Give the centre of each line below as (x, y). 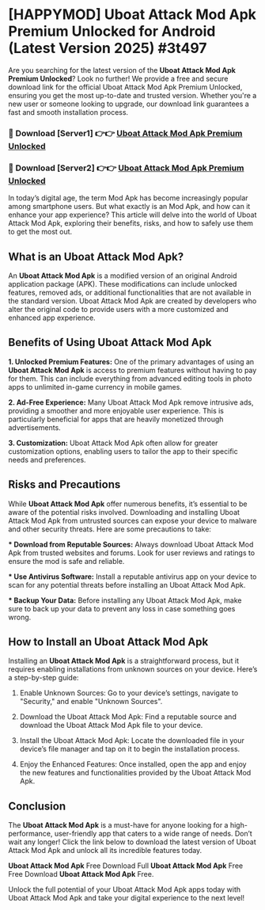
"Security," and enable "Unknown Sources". (91, 702)
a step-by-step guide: (44, 678)
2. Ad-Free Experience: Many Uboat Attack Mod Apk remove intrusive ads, (131, 402)
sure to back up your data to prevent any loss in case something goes (122, 608)
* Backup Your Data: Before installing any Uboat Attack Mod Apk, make (125, 600)
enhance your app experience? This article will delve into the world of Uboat (132, 215)
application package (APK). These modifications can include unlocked (123, 284)
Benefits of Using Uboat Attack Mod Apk (110, 343)
